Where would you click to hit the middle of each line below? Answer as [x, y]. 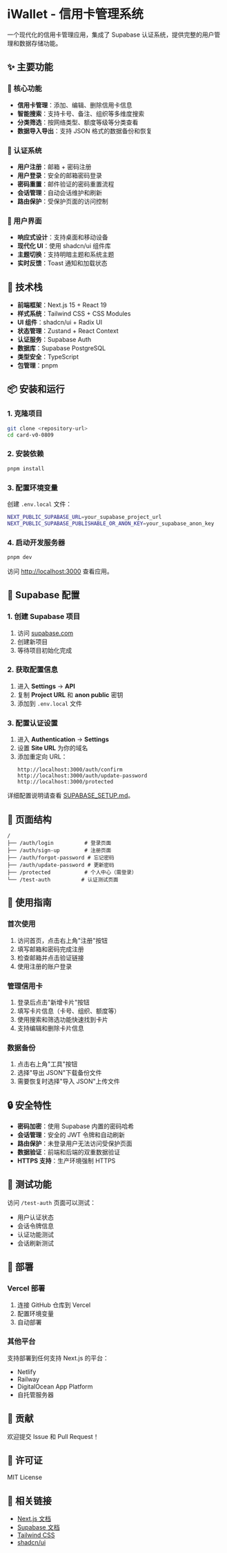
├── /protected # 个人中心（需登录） [72, 872]
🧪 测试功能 [29, 1184]
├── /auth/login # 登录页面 [59, 843]
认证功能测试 [35, 1235]
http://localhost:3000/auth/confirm [70, 770]
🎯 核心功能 [25, 88]
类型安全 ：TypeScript [48, 357]
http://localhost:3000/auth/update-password [82, 776]
